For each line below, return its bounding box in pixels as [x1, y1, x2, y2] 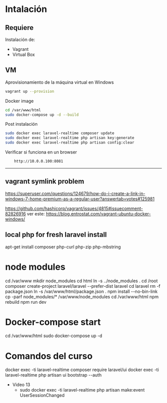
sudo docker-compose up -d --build [5, 112, 79, 117]
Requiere [5, 23, 34, 32]
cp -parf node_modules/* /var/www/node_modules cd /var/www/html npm [5, 293, 159, 300]
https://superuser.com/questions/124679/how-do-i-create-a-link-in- [5, 191, 146, 197]
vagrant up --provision [5, 89, 55, 94]
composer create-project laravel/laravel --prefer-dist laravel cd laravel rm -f [5, 283, 161, 289]
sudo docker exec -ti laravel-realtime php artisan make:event [19, 387, 145, 393]
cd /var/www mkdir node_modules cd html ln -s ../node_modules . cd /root [5, 278, 158, 284]
